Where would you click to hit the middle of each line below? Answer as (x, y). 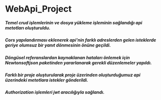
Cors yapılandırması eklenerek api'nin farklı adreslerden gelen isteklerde (81, 40)
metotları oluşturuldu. (28, 28)
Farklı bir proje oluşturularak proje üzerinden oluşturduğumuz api (73, 75)
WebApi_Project (38, 9)
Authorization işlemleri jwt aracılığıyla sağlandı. (55, 92)
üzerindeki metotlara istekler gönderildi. (47, 80)
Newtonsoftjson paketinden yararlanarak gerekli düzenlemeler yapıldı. (79, 63)
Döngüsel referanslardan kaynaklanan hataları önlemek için (67, 57)
